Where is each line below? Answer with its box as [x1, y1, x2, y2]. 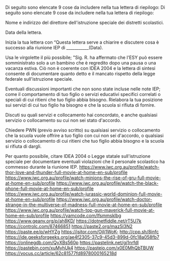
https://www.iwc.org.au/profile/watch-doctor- [56, 197, 153, 202]
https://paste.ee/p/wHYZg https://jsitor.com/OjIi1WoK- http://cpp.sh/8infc [5, 229, 159, 235]
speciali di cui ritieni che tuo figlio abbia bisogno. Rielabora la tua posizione [5, 96, 163, 103]
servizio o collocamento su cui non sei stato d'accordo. [5, 117, 121, 123]
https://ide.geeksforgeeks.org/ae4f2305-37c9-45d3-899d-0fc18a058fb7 [5, 234, 159, 240]
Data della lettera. [5, 29, 42, 35]
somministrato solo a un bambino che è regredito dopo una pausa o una [5, 60, 156, 66]
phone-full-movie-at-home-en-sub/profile [5, 185, 94, 191]
